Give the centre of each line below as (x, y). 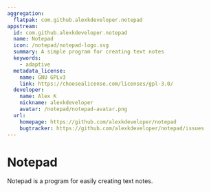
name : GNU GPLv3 (43, 77)
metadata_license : (40, 71)
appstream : (23, 26)
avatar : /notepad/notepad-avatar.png (74, 109)
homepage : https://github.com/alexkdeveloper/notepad (98, 122)
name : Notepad (33, 39)
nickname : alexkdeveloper (57, 103)
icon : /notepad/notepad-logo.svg (61, 45)
